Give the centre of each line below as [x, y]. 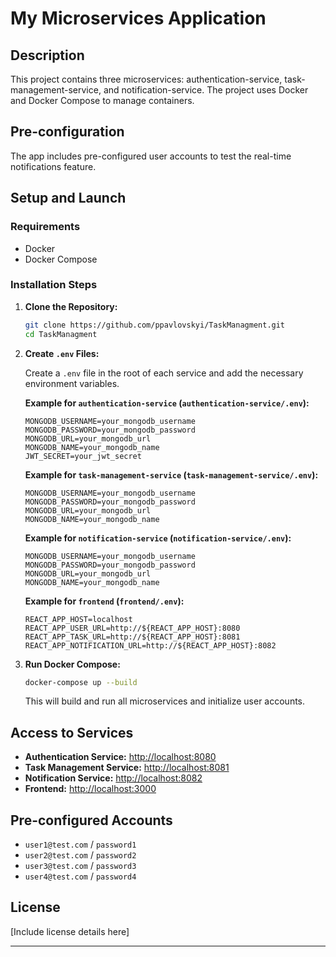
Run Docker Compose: [72, 664]
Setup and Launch [68, 198]
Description [47, 55]
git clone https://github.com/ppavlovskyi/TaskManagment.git [155, 325]
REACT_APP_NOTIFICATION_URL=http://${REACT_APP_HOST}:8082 [150, 645]
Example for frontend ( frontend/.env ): [104, 601]
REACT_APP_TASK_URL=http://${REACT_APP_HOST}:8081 [132, 637]
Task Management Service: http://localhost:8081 [127, 768]
